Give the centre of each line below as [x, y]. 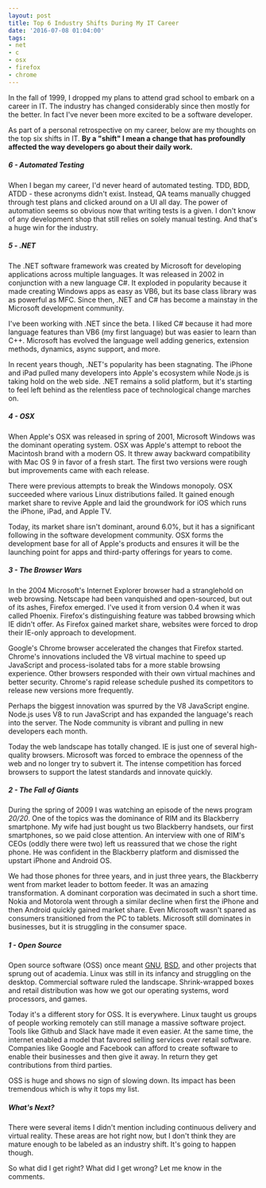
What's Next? [31, 1108]
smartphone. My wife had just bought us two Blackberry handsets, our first [131, 827]
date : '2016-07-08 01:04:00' [56, 30]
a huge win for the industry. [53, 227]
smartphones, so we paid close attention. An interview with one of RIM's [127, 835]
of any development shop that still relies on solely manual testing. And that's [133, 219]
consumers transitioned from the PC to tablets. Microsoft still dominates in [130, 918]
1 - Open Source [35, 945]
